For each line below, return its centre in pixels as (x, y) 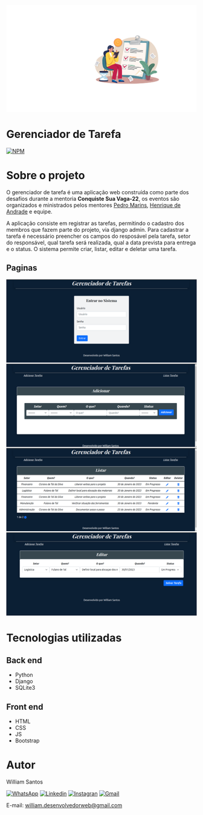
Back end (24, 660)
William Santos (25, 782)
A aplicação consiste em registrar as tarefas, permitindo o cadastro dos (95, 223)
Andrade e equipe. (29, 211)
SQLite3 (25, 688)
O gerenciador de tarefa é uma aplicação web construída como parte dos (98, 192)
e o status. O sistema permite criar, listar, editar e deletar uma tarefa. (92, 249)
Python (24, 675)
